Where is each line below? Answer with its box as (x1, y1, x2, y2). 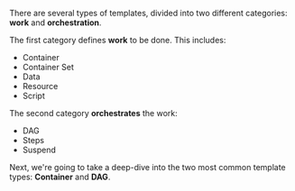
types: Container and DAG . (9, 171, 111, 182)
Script (22, 90, 45, 101)
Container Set (22, 62, 74, 72)
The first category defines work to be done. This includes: (9, 35, 226, 45)
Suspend (22, 144, 57, 155)
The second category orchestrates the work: (9, 108, 178, 118)
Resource (22, 81, 59, 91)
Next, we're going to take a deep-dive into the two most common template (9, 162, 286, 172)
